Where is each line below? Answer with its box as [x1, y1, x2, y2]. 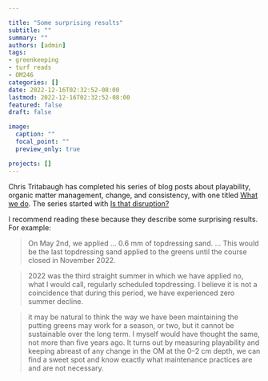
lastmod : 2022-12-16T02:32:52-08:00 [8, 93, 130, 101]
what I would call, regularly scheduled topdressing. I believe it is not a [27, 279, 258, 289]
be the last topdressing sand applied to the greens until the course [27, 246, 247, 257]
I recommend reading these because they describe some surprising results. [8, 214, 258, 224]
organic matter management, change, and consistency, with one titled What [8, 190, 258, 200]
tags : [8, 49, 26, 57]
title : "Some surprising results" [8, 18, 124, 26]
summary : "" [8, 34, 48, 42]
